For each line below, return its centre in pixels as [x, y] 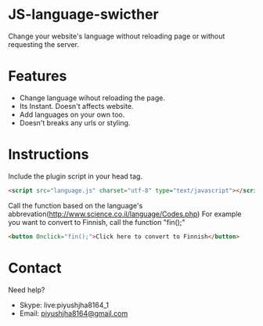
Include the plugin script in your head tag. [76, 176]
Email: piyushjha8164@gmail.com [74, 313]
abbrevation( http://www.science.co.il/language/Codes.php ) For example [125, 214]
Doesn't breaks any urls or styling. [75, 122]
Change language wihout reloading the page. [92, 98]
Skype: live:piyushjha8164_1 [64, 305]
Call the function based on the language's [76, 205]
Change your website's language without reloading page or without [117, 36]
